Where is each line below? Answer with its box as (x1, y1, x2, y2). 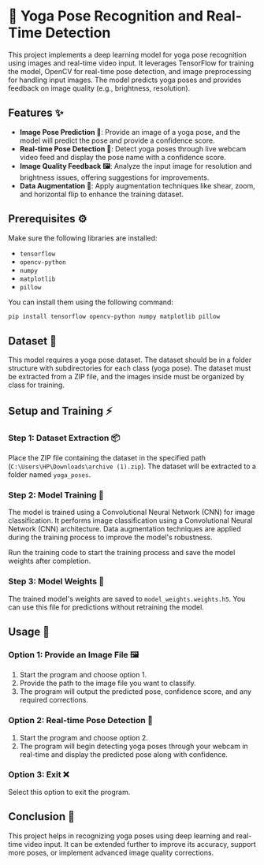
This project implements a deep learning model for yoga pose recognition (8, 50, 247, 59)
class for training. (8, 380, 65, 390)
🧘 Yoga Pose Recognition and (8, 7, 203, 25)
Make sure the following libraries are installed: (8, 233, 158, 243)
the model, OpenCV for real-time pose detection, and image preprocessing (8, 66, 252, 76)
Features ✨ (8, 106, 64, 120)
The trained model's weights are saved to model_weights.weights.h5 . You (8, 594, 246, 603)
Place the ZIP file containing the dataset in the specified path (8, 453, 206, 462)
